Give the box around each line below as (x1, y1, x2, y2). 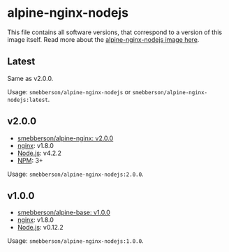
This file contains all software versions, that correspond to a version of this (7, 28, 222, 36)
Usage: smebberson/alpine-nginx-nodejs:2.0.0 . (7, 170, 145, 178)
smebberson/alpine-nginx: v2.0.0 (17, 134, 114, 142)
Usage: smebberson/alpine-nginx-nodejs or (7, 87, 131, 96)
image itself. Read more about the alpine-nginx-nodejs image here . (7, 35, 200, 43)
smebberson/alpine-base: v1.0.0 (17, 208, 110, 217)
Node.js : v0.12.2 (17, 223, 64, 232)
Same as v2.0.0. (7, 74, 54, 82)
